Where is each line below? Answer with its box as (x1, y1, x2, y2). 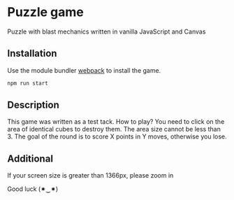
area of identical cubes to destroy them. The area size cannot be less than (7, 125, 221, 134)
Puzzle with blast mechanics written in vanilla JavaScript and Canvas (7, 27, 206, 36)
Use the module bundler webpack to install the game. (7, 66, 161, 74)
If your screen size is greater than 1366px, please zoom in (7, 171, 174, 180)
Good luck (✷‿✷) (7, 185, 59, 193)
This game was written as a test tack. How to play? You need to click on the (7, 117, 225, 126)
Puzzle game (7, 4, 84, 20)
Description (7, 99, 59, 111)
